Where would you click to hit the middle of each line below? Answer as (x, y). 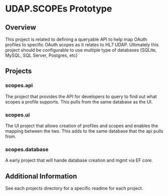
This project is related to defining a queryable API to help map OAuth (76, 39)
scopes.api (19, 85)
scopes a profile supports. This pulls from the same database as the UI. (79, 102)
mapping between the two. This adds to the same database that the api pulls (84, 131)
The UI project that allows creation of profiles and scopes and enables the (82, 126)
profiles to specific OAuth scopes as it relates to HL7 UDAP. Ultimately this (82, 45)
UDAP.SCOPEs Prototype (59, 9)
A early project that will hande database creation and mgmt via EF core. (79, 160)
